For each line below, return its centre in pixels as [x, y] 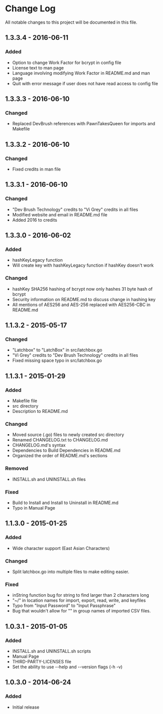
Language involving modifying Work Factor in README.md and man [81, 73]
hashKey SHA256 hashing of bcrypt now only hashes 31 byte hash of [82, 289]
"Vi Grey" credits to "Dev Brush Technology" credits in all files [75, 355]
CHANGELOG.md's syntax [39, 445]
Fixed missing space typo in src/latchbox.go [57, 361]
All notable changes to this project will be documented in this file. [71, 22]
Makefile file [25, 401]
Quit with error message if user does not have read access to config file [85, 83]
